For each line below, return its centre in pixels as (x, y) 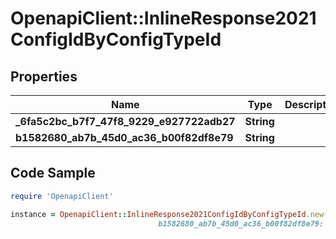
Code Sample (53, 173)
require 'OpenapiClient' (62, 196)
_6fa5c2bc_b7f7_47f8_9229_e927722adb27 (125, 121)
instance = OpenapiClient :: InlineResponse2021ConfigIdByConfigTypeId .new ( (169, 214)
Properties (44, 76)
